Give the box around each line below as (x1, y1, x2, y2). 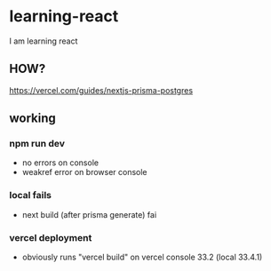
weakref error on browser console (21, 167, 148, 178)
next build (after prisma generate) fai (21, 209, 157, 219)
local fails (9, 189, 52, 202)
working (9, 111, 56, 126)
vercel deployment (9, 231, 92, 243)
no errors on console (21, 157, 100, 168)
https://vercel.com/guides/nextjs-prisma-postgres (9, 84, 194, 95)
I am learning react (9, 36, 78, 46)
